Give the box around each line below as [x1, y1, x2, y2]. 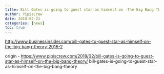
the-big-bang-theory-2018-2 [5, 44, 63, 50]
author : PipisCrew [5, 12, 42, 17]
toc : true [5, 25, 25, 30]
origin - [5, 53, 20, 59]
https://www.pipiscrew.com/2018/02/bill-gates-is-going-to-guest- [20, 53, 154, 59]
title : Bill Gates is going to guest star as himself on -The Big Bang [5, 7, 154, 12]
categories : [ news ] [5, 20, 45, 26]
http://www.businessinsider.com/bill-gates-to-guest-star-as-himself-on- [5, 38, 151, 44]
